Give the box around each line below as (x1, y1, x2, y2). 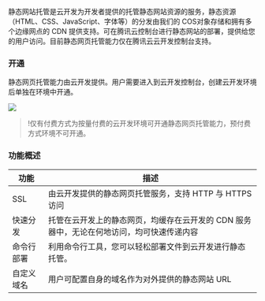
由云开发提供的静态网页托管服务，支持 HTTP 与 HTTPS (48, 188, 252, 199)
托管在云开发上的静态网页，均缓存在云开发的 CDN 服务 (48, 214, 252, 225)
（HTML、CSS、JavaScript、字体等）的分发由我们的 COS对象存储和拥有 (8, 17, 246, 26)
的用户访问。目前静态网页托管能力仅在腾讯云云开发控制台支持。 (8, 36, 215, 46)
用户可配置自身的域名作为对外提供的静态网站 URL (48, 273, 232, 284)
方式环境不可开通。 (27, 128, 91, 138)
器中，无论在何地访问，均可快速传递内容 (48, 226, 199, 237)
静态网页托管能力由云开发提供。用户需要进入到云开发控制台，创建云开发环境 (8, 77, 257, 87)
